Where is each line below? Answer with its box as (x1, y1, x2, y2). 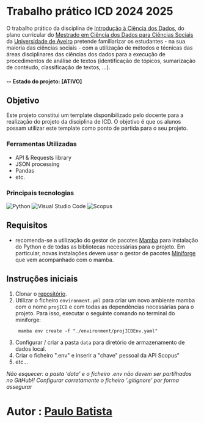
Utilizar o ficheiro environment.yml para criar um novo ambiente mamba (15, 296, 195, 304)
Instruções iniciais (6, 274, 78, 284)
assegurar (6, 383, 32, 390)
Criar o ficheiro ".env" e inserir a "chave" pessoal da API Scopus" (15, 351, 180, 359)
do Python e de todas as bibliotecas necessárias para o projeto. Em (15, 243, 185, 250)
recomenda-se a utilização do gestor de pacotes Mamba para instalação (15, 236, 199, 244)
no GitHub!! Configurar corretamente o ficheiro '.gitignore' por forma (6, 376, 179, 384)
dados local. (15, 345, 46, 353)
